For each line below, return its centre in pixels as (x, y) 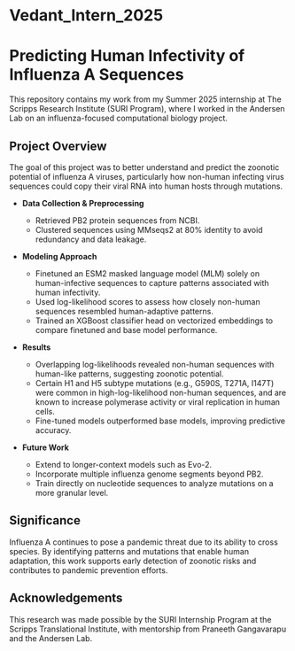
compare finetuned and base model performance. (126, 329)
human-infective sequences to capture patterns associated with (152, 283)
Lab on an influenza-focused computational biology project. (118, 118)
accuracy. (53, 430)
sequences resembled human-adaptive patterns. (124, 311)
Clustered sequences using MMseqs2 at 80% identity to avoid (149, 229)
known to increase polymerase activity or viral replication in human (158, 402)
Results (36, 347)
